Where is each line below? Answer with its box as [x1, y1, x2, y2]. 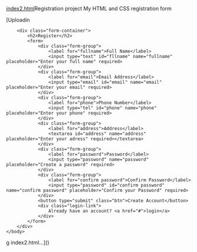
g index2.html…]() [6, 239, 50, 246]
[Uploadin [6, 16, 31, 23]
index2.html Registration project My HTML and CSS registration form [6, 5, 172, 12]
